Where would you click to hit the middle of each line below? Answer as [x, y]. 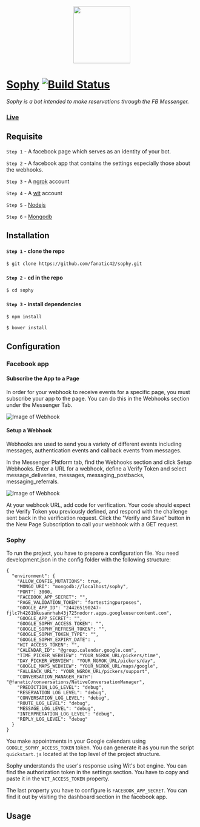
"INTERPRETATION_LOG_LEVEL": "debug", [66, 714]
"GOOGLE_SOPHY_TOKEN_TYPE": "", [58, 634]
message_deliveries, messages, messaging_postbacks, [75, 475]
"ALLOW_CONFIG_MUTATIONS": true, [59, 581]
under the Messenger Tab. [39, 405]
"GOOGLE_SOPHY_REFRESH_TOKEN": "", [62, 629]
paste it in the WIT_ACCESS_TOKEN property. [58, 778]
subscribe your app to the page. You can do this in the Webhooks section [98, 398]
